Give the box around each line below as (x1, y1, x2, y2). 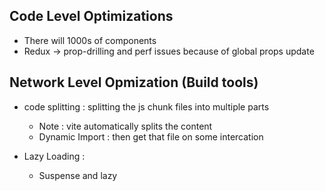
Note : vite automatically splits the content (38, 120, 213, 132)
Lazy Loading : (23, 150, 86, 162)
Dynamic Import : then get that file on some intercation (38, 130, 264, 143)
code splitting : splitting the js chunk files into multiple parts (23, 100, 270, 113)
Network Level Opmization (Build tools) (9, 74, 259, 91)
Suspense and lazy (38, 169, 118, 181)
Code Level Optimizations (9, 8, 174, 25)
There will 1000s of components (23, 34, 157, 46)
